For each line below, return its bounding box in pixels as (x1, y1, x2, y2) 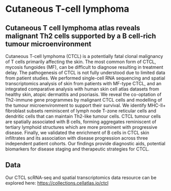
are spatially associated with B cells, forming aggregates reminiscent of (5, 119, 157, 125)
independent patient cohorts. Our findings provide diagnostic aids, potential (5, 141, 166, 146)
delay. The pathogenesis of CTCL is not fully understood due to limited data (5, 70, 165, 75)
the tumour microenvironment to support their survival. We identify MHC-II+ (5, 102, 166, 108)
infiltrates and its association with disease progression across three (5, 135, 148, 141)
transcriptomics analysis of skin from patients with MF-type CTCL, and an (5, 81, 162, 86)
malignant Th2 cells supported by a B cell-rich (5, 31, 156, 40)
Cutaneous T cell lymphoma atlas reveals (5, 24, 140, 32)
